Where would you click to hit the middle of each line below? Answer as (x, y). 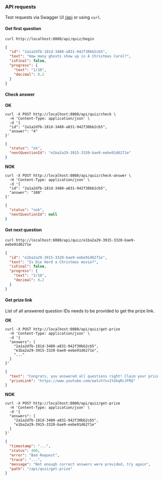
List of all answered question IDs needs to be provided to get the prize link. (80, 311)
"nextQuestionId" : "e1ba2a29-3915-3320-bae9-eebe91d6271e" (70, 153)
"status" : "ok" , (26, 148)
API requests (21, 7)
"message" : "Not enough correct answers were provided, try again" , (80, 464)
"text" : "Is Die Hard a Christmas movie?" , (54, 262)
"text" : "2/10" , (30, 275)
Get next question (24, 230)
